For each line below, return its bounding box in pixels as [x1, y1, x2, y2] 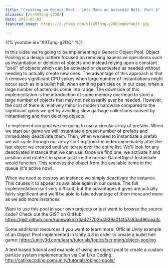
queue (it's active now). [5, 165, 54, 171]
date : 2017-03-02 [5, 17, 42, 22]
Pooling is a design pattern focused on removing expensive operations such [5, 55, 162, 61]
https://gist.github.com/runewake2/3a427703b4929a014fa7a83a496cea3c [5, 216, 161, 223]
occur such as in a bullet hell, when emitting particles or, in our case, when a [5, 81, 163, 87]
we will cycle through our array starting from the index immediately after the [5, 139, 162, 145]
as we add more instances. [5, 196, 61, 202]
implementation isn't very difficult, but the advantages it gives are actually [5, 186, 158, 192]
